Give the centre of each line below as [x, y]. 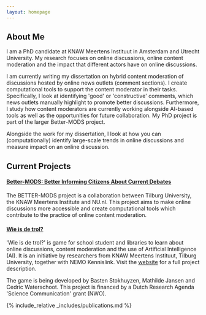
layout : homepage [29, 12]
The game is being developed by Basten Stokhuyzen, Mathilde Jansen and [101, 281]
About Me [25, 37]
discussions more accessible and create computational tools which [91, 208]
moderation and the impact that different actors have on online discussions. [102, 64]
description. [21, 269]
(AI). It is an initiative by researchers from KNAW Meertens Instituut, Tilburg [101, 256]
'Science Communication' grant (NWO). [56, 294]
